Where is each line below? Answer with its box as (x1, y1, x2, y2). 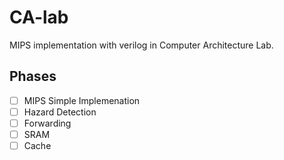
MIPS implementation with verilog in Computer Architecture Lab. (9, 39, 274, 51)
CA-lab (9, 6, 69, 29)
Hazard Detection (23, 106, 97, 118)
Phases (9, 68, 57, 85)
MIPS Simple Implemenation (23, 94, 141, 106)
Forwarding (23, 117, 72, 129)
